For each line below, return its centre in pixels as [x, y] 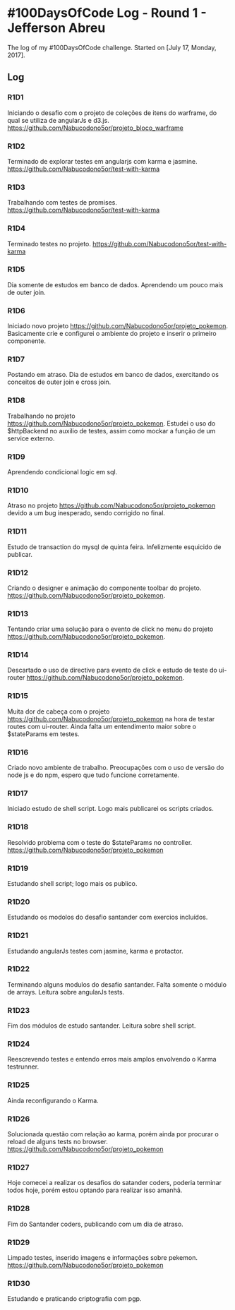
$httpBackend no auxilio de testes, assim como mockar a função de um [112, 431]
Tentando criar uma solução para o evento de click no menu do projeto [110, 629]
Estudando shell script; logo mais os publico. [72, 883]
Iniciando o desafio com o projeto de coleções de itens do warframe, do [112, 113]
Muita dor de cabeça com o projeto [59, 711]
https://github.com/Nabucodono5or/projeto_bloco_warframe [95, 128]
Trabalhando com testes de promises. [62, 203]
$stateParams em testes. [43, 734]
